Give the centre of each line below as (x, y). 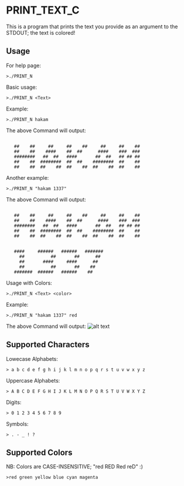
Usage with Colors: (29, 283)
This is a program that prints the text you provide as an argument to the (92, 26)
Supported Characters (48, 345)
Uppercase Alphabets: (33, 380)
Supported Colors (39, 452)
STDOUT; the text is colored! (41, 32)
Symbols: (17, 424)
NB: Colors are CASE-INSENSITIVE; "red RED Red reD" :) (75, 467)
